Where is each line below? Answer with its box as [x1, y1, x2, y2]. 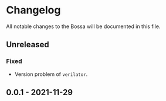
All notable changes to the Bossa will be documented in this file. [6, 23, 161, 30]
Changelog [6, 4, 61, 17]
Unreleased [6, 40, 50, 50]
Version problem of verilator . [14, 71, 88, 78]
